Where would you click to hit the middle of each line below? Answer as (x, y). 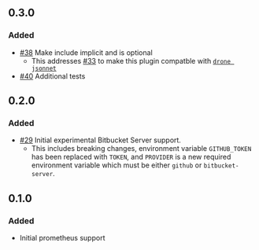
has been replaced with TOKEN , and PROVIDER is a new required (131, 157)
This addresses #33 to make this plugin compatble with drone (131, 61)
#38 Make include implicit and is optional (86, 52)
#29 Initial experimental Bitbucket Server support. (100, 140)
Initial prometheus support (62, 238)
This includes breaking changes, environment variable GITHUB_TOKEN (141, 149)
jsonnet (44, 68)
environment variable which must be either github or (117, 165)
